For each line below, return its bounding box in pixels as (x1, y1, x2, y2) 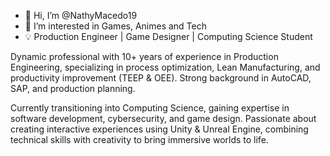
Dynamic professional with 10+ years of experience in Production (10, 51, 279, 62)
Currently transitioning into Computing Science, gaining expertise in (10, 102, 290, 114)
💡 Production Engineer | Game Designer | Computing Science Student (24, 31, 313, 42)
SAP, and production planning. (10, 83, 136, 94)
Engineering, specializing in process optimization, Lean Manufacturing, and (10, 61, 321, 73)
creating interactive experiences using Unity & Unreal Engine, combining (10, 123, 309, 135)
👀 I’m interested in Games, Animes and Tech (24, 20, 208, 32)
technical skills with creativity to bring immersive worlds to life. (10, 134, 269, 145)
